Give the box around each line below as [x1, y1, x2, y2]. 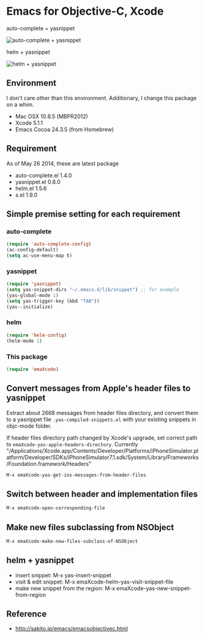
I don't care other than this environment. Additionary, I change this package [6, 94, 197, 102]
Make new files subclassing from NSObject [6, 522, 174, 533]
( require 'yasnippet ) [6, 281, 62, 287]
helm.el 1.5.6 [15, 184, 47, 192]
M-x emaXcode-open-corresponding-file [6, 505, 105, 511]
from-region [15, 591, 46, 598]
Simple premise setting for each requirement [6, 208, 181, 219]
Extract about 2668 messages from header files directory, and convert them [6, 409, 199, 416]
